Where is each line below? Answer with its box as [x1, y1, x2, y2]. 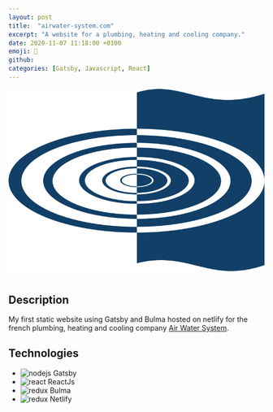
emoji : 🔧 [8, 47, 38, 56]
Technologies [8, 346, 80, 361]
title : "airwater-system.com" [8, 21, 115, 30]
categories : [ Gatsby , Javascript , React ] [8, 65, 151, 73]
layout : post [8, 13, 53, 21]
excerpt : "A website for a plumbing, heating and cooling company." [8, 30, 245, 38]
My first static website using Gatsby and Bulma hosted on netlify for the [8, 314, 248, 324]
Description [8, 293, 69, 306]
